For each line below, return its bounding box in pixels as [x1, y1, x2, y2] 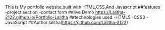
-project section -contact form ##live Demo [5, 9, 94, 15]
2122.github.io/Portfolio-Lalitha [5, 15, 68, 20]
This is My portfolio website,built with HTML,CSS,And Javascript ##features [5, 4, 161, 10]
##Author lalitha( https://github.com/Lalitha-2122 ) [28, 19, 128, 25]
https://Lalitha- [95, 9, 125, 15]
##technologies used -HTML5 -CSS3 [69, 15, 145, 20]
